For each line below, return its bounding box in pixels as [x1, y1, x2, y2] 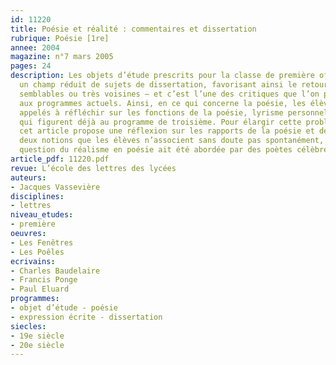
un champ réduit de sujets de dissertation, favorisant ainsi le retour [19, 80, 329, 90]
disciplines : [10, 191, 65, 201]
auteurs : [10, 172, 47, 183]
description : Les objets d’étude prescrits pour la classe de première [10, 71, 315, 81]
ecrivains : [10, 256, 56, 266]
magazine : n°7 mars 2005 [10, 52, 114, 62]
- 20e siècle [10, 340, 65, 350]
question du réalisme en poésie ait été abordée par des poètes [19, 145, 293, 155]
